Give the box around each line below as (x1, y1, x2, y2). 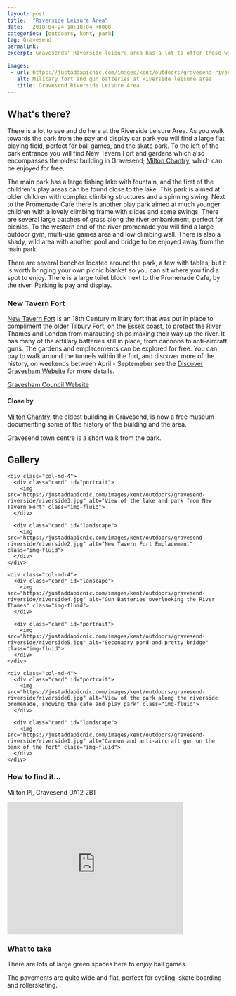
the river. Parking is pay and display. (7, 281, 112, 289)
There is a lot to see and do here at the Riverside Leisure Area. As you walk (7, 127, 225, 135)
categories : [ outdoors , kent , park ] (7, 30, 114, 37)
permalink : (7, 43, 39, 50)
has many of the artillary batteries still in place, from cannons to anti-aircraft (7, 337, 228, 346)
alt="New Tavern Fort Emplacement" (88, 540, 193, 548)
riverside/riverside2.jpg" (7, 540, 86, 548)
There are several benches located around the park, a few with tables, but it (7, 258, 227, 267)
